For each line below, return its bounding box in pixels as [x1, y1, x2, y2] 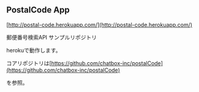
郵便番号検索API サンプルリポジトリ [6, 34, 97, 41]
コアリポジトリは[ [6, 59, 52, 66]
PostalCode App [6, 5, 70, 15]
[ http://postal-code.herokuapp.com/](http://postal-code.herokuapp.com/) [6, 21, 193, 28]
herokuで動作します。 [6, 46, 61, 54]
